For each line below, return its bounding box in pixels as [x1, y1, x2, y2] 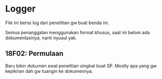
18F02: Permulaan [5, 49, 64, 58]
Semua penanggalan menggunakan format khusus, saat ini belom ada [5, 29, 150, 35]
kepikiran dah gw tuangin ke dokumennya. [5, 68, 93, 74]
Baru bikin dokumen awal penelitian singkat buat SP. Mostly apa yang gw [5, 62, 157, 68]
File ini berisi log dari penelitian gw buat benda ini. [5, 20, 109, 26]
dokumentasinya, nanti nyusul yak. [5, 35, 77, 41]
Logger [5, 3, 36, 15]
